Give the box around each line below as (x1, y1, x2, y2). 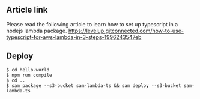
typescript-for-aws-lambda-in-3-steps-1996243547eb (6, 33, 142, 41)
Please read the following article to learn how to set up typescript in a (6, 20, 178, 28)
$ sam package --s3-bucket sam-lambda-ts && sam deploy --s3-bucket (6, 82, 181, 89)
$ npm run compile (6, 72, 52, 78)
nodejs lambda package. (6, 27, 67, 34)
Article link (6, 5, 48, 15)
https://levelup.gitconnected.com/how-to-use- (68, 27, 184, 34)
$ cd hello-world (6, 67, 50, 73)
